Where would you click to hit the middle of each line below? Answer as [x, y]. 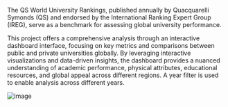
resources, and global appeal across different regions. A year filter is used [113, 75]
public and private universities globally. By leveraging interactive [99, 53]
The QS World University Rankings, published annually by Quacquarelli [108, 10]
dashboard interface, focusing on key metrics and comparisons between [111, 46]
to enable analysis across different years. [66, 82]
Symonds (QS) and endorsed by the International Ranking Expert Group [109, 17]
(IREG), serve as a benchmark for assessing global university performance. [114, 25]
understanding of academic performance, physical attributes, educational [112, 68]
